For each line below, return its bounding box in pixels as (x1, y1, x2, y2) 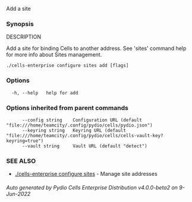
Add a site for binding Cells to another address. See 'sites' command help (6, 45, 187, 52)
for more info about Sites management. (6, 51, 102, 58)
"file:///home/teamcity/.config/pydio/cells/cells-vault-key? (6, 132, 163, 138)
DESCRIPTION (6, 33, 42, 40)
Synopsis (6, 20, 34, 28)
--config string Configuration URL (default (21, 117, 143, 123)
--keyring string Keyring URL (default (21, 127, 127, 133)
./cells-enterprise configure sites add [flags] (6, 62, 129, 69)
